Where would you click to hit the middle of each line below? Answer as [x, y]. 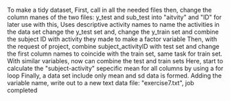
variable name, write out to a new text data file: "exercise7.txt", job [101, 83]
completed [22, 90]
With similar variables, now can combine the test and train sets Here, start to [115, 61]
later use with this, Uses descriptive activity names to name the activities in [113, 24]
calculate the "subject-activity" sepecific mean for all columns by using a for [115, 68]
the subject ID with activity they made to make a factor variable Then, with [112, 39]
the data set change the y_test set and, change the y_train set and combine [113, 32]
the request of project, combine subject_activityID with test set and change [113, 46]
